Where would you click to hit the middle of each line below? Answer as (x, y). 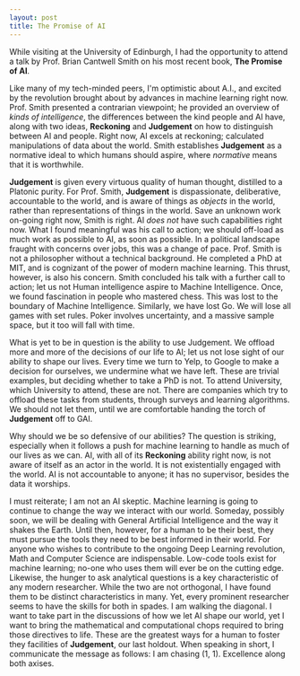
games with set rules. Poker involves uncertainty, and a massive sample (142, 315)
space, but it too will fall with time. (72, 325)
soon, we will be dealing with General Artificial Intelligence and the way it (144, 520)
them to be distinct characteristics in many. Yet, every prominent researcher (149, 596)
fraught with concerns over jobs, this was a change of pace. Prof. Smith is (146, 249)
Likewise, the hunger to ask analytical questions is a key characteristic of (144, 577)
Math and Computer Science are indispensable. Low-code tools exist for (143, 558)
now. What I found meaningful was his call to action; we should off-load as (147, 229)
